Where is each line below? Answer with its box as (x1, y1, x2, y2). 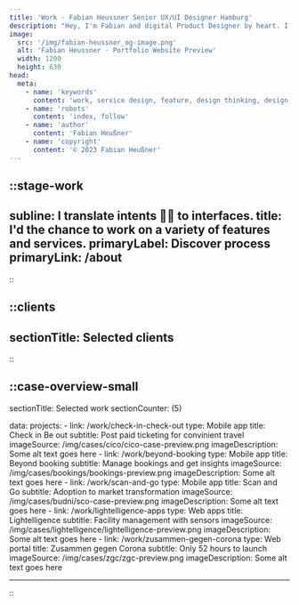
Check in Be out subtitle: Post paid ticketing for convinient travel (9, 429, 245, 440)
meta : (17, 79, 38, 88)
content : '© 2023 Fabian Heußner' (32, 145, 162, 154)
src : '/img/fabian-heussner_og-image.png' (17, 37, 177, 47)
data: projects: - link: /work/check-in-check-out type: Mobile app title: (9, 420, 266, 431)
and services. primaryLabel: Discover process (9, 237, 271, 252)
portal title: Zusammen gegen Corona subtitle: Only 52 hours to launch (9, 543, 268, 553)
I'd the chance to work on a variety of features (9, 222, 271, 238)
